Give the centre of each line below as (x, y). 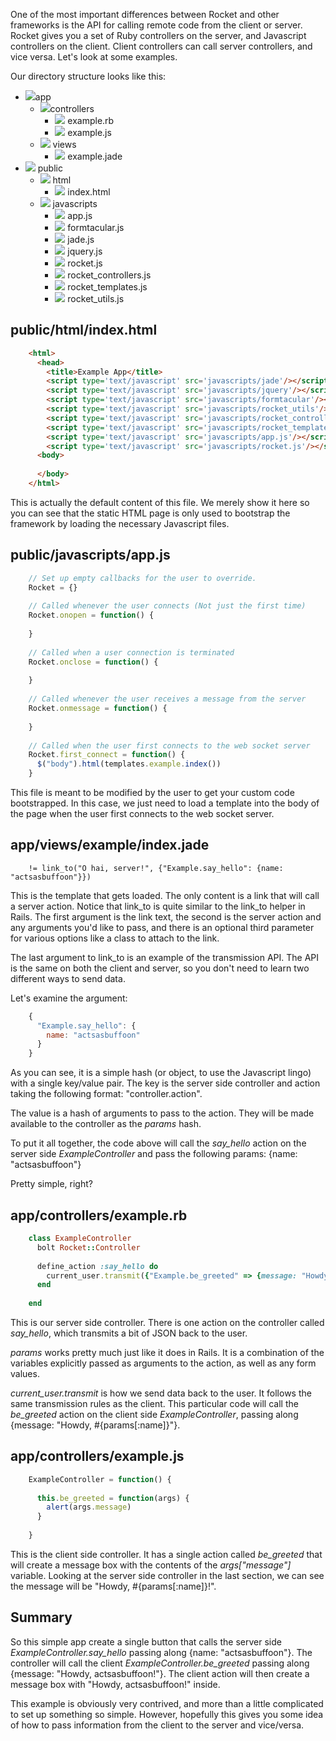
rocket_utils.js (96, 298)
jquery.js (85, 251)
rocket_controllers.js (109, 275)
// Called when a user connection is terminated (131, 652)
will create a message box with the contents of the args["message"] (151, 1565)
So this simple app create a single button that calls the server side (146, 1641)
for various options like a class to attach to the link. (115, 938)
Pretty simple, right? (51, 1184)
